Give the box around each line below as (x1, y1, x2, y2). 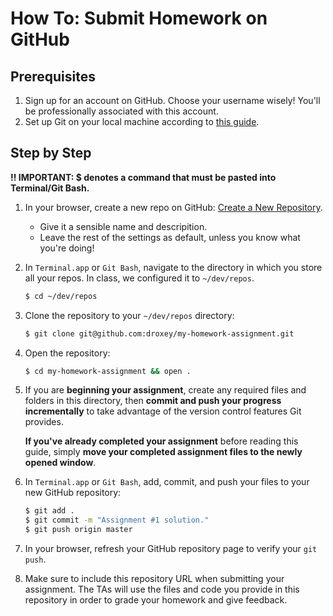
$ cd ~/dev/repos (24, 291, 98, 301)
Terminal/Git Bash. (10, 182, 90, 194)
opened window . (24, 457, 97, 469)
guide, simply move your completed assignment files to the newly (24, 446, 303, 458)
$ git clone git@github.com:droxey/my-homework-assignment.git (24, 328, 295, 339)
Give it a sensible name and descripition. (39, 220, 208, 232)
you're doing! (39, 242, 95, 254)
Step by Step (10, 145, 92, 162)
